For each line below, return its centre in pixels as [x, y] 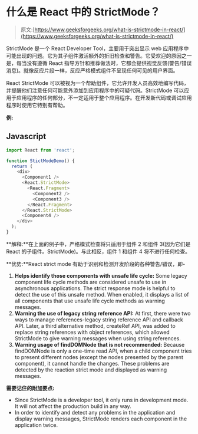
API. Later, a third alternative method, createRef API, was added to [95, 325]
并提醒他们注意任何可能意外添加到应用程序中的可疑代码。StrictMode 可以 [95, 90]
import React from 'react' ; [41, 150]
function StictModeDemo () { [41, 161]
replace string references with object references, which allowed [92, 332]
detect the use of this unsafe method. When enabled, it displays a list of [102, 294]
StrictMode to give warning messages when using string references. [98, 338]
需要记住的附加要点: [30, 388]
